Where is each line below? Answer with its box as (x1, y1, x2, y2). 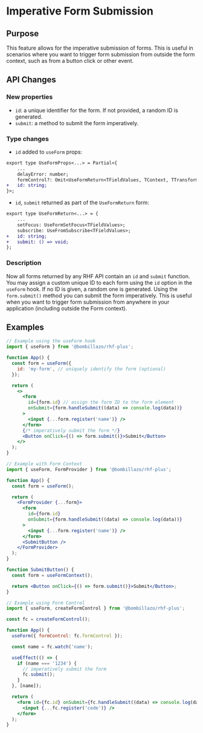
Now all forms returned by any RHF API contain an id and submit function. (6, 272, 190, 279)
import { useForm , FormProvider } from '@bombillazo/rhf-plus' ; (6, 466, 172, 472)
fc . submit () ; (22, 671, 56, 678)
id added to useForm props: (14, 148, 83, 155)
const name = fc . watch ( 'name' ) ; (11, 643, 94, 650)
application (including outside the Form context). (6, 304, 127, 312)
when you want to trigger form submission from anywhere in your (6, 298, 170, 305)
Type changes (6, 134, 50, 143)
